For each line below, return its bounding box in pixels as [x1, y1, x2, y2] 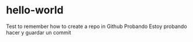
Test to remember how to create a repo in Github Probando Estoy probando [6, 23, 188, 30]
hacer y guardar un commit [6, 29, 72, 36]
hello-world [6, 3, 64, 17]
